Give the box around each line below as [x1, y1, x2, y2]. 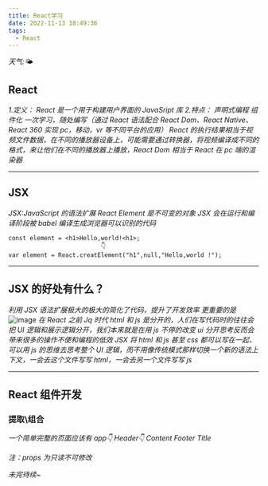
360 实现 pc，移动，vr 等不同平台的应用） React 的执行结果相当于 [29, 125, 247, 135]
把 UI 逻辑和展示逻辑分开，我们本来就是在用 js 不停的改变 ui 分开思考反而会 [8, 325, 254, 334]
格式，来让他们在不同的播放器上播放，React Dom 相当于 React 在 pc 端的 [8, 145, 249, 155]
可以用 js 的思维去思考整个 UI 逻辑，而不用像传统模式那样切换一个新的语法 [8, 345, 252, 354]
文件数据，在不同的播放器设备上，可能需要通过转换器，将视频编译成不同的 [14, 135, 259, 144]
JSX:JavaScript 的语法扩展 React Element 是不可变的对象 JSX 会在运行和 [8, 208, 248, 218]
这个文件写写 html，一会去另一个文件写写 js [49, 354, 192, 364]
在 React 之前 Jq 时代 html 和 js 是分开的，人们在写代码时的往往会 [38, 314, 254, 324]
